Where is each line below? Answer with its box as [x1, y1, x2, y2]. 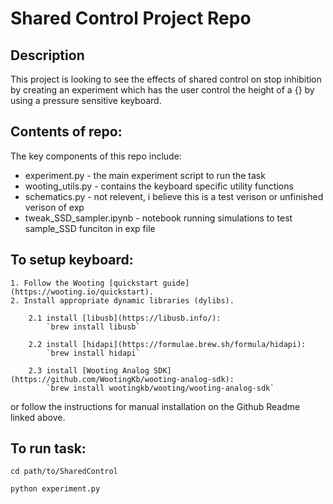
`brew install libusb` [46, 322, 141, 332]
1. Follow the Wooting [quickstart [10, 278, 159, 288]
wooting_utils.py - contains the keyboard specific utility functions [24, 180, 294, 192]
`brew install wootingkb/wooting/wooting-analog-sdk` [46, 383, 275, 393]
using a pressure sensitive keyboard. [10, 95, 162, 106]
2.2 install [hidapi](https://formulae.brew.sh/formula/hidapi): [28, 339, 307, 349]
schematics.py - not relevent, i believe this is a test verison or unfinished [24, 190, 324, 202]
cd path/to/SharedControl [10, 467, 118, 477]
